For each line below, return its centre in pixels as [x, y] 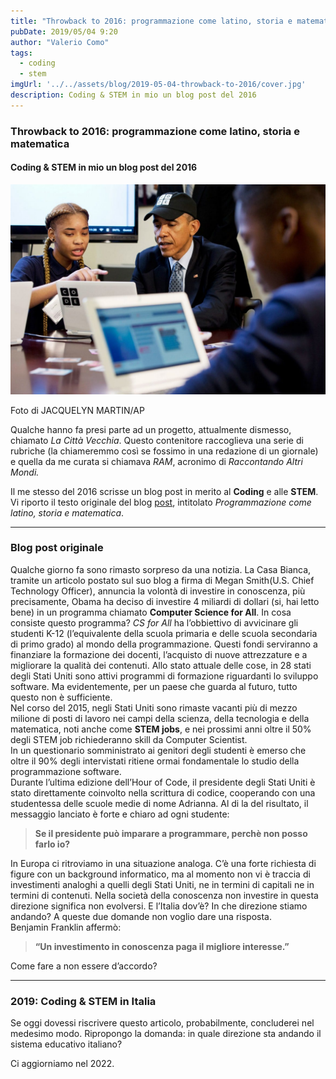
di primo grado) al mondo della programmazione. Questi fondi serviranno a [164, 644]
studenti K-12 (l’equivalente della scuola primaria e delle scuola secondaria [164, 633]
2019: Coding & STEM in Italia [83, 1001]
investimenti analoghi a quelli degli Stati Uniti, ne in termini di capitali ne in [162, 884]
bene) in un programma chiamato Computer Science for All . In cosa [151, 612]
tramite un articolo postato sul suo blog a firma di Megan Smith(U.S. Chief [162, 580]
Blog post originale [57, 548]
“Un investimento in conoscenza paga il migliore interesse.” [162, 946]
